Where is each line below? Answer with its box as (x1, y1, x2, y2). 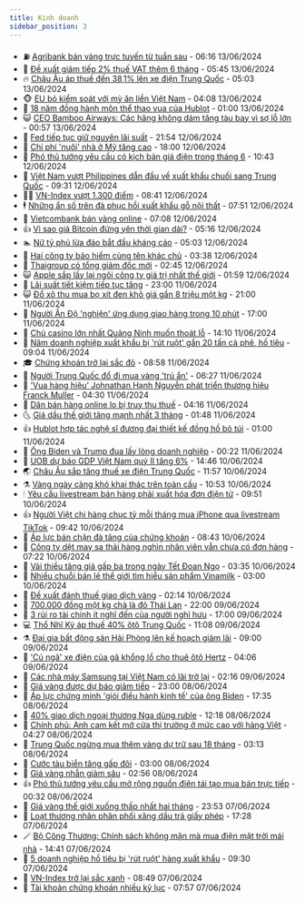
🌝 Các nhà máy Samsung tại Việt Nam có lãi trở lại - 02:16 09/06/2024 (22, 671, 286, 682)
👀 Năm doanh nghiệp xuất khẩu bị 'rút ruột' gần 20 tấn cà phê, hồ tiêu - (22, 337, 290, 348)
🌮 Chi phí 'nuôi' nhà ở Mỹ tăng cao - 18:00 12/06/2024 (22, 141, 227, 152)
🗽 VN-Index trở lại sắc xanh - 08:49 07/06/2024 (22, 872, 202, 883)
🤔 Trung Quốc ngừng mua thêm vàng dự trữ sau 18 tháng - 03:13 (22, 738, 265, 749)
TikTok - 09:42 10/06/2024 (22, 522, 124, 532)
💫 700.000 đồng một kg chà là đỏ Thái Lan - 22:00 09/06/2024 (22, 599, 261, 610)
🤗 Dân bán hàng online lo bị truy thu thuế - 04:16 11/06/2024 (22, 399, 249, 410)
